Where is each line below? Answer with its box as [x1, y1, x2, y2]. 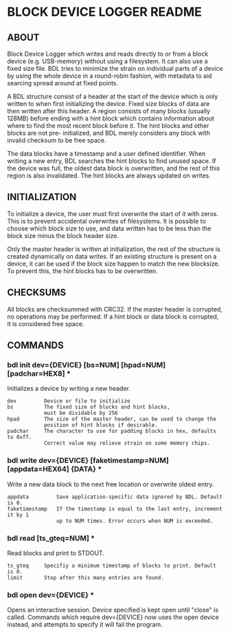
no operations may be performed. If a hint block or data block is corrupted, [7, 312, 219, 321]
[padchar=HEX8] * [7, 369, 71, 378]
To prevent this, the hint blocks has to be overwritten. [7, 266, 158, 275]
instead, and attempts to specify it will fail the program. [7, 621, 163, 629]
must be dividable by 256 [43, 410, 118, 417]
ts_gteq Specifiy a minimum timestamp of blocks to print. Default [7, 562, 216, 569]
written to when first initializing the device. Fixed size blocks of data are [7, 100, 210, 107]
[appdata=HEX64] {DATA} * [7, 464, 102, 474]
